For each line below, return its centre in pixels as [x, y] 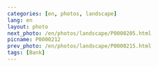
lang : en [20, 20]
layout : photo [28, 27]
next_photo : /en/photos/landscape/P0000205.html [79, 33]
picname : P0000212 [34, 40]
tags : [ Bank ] [26, 53]
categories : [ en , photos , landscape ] [62, 14]
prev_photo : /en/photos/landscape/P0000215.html [79, 46]
